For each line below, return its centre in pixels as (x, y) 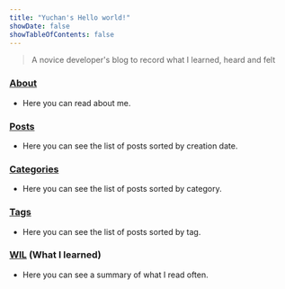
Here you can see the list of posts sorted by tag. (111, 231)
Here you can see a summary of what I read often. (115, 275)
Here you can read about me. (76, 103)
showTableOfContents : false (62, 34)
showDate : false (40, 26)
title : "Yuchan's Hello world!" (70, 18)
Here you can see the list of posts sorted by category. (122, 189)
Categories (34, 169)
